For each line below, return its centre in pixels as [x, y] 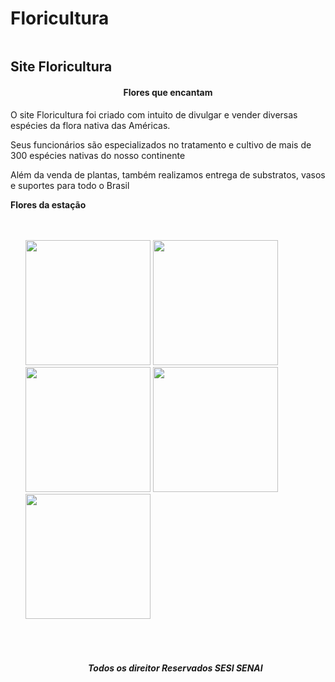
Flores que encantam [168, 92]
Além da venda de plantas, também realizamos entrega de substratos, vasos [168, 174]
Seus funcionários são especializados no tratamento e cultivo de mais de [161, 144]
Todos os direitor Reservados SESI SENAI [175, 668]
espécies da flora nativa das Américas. [90, 125]
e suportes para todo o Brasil [70, 185]
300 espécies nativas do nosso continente [98, 155]
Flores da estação [48, 204]
